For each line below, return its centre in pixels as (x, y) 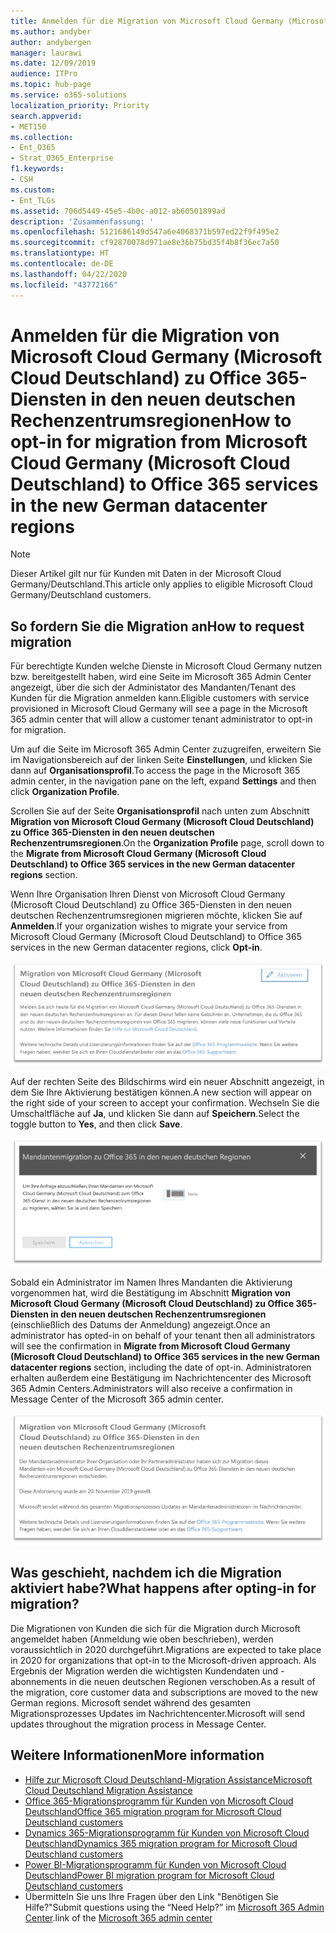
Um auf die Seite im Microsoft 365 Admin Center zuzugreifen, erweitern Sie (166, 749)
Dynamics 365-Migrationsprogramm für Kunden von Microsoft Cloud (167, 1832)
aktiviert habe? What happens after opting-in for (163, 1588)
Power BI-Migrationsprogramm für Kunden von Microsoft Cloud (155, 1864)
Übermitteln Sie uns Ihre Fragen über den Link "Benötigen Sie (151, 1896)
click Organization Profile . (65, 792)
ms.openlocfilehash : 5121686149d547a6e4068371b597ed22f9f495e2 (145, 232)
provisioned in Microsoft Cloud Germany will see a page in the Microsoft (159, 709)
